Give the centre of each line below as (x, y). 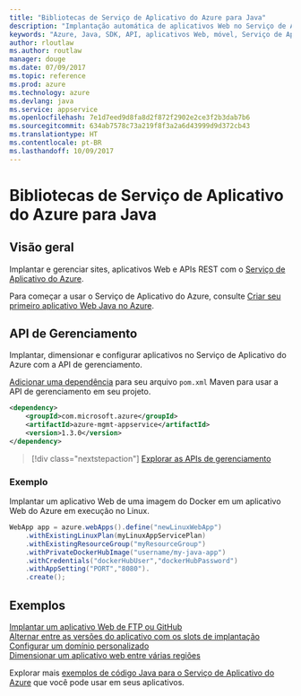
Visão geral (42, 248)
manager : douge (38, 59)
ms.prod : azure (38, 84)
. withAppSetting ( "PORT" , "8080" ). (88, 569)
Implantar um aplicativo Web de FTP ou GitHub (96, 627)
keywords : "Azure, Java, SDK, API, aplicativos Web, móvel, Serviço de (146, 34)
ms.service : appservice (54, 109)
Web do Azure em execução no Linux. (79, 511)
